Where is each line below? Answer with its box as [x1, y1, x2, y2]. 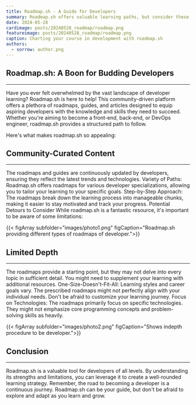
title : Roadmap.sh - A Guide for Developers [6, 8, 116, 15]
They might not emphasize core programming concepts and [6, 306, 150, 313]
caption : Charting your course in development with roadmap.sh [6, 36, 163, 41]
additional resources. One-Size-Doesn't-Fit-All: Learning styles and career [6, 281, 185, 288]
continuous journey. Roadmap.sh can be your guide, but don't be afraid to [6, 386, 184, 393]
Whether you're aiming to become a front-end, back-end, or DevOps [6, 114, 171, 121]
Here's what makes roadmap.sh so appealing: [6, 131, 117, 139]
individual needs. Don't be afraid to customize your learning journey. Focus [6, 293, 187, 300]
